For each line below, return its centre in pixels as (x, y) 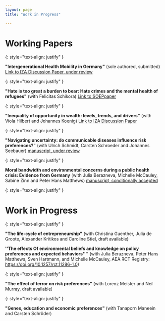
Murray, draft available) (29, 289)
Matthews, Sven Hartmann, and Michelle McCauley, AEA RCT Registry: (78, 259)
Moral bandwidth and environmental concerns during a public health (77, 170)
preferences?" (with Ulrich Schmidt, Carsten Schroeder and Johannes (77, 146)
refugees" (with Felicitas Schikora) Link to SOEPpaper (61, 96)
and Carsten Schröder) (28, 314)
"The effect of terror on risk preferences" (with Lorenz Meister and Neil (79, 284)
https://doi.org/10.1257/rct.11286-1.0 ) (42, 264)
